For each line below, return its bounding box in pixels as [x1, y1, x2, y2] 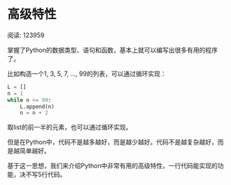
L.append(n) [20, 103, 55, 110]
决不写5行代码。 [19, 170, 66, 179]
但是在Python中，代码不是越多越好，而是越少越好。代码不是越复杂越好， [7, 138, 218, 146]
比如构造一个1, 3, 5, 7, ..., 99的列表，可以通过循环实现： [7, 69, 167, 78]
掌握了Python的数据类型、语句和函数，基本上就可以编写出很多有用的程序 [7, 46, 218, 54]
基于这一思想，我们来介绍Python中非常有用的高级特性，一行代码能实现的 [7, 162, 218, 170]
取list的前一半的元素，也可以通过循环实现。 [7, 123, 132, 132]
